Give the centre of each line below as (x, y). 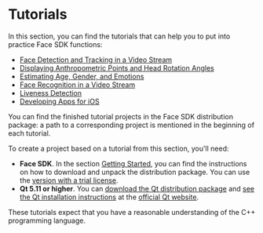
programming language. (47, 220)
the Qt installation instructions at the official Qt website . (109, 197)
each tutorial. (29, 133)
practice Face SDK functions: (55, 44)
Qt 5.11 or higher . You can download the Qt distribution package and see (137, 188)
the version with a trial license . (69, 180)
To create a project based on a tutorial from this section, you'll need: (119, 148)
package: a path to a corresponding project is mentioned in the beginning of (131, 125)
